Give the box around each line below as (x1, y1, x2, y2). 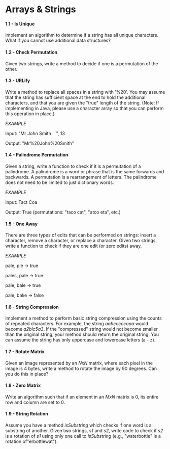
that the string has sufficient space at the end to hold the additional (5, 94, 146, 100)
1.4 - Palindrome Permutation (5, 152, 69, 158)
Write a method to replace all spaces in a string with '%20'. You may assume (5, 89, 165, 95)
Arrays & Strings (5, 4, 76, 15)
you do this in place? (5, 371, 49, 377)
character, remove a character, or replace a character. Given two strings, (5, 237, 157, 244)
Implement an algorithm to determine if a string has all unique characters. (5, 32, 159, 38)
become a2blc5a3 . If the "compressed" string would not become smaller (5, 326, 158, 332)
